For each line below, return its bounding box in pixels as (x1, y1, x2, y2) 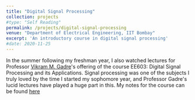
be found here (6, 88, 40, 95)
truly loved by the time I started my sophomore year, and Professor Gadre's (6, 75, 187, 82)
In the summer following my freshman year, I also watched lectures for (6, 56, 176, 64)
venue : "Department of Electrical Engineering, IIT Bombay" (6, 30, 156, 36)
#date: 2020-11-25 (6, 41, 51, 47)
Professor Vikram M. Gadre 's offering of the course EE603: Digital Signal (6, 63, 181, 70)
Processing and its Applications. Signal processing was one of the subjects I (6, 69, 190, 76)
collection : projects (6, 14, 59, 20)
